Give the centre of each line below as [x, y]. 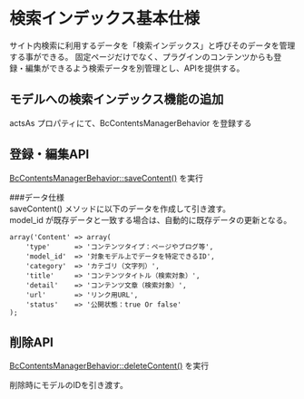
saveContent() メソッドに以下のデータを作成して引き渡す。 [120, 209]
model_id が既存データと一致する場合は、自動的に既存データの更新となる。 [151, 219]
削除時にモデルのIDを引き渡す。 [69, 385]
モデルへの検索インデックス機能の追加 [117, 99]
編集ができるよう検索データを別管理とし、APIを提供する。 [135, 68]
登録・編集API [49, 155]
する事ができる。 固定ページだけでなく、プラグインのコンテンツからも [142, 56]
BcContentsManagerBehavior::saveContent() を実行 [107, 178]
